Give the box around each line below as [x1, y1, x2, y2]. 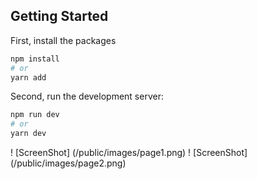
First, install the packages [10, 34, 117, 46]
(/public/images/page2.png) [10, 157, 127, 169]
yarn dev [10, 129, 47, 139]
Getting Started [10, 8, 109, 25]
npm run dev [10, 110, 60, 120]
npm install [10, 54, 60, 64]
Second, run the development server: [10, 90, 164, 103]
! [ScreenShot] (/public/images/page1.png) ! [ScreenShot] [10, 147, 248, 159]
